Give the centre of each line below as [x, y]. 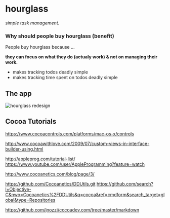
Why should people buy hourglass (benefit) [60, 36]
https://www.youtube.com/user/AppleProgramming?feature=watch [75, 164]
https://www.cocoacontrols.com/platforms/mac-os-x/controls [70, 134]
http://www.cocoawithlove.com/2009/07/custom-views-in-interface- [77, 143]
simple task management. [32, 23]
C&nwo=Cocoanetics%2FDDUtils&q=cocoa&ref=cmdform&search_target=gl [85, 194]
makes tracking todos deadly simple [50, 72]
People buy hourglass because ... [40, 47]
